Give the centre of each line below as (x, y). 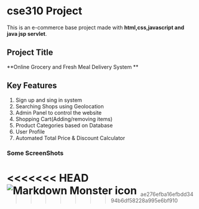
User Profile (30, 132)
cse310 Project (45, 11)
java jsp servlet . (27, 33)
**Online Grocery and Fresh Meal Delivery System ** (73, 67)
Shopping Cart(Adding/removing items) (64, 119)
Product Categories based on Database (64, 125)
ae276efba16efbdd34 (167, 194)
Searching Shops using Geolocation (59, 106)
